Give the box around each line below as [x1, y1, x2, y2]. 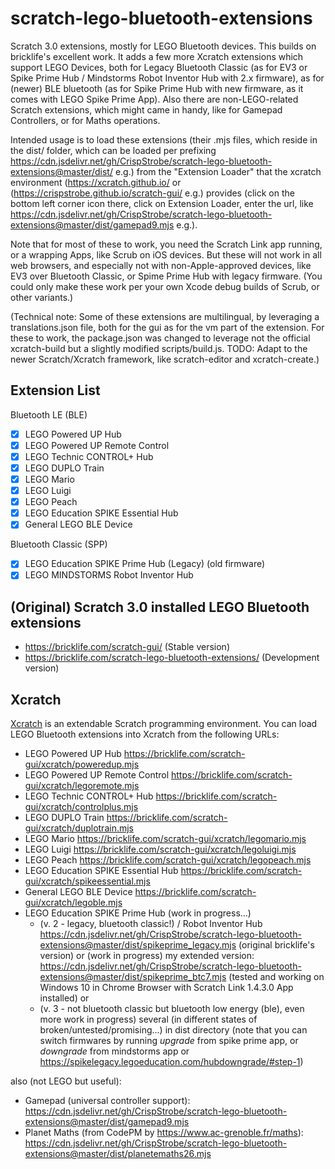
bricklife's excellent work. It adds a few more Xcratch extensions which [10, 50, 304, 62]
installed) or [39, 992, 90, 1004]
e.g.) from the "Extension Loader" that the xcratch [114, 165, 322, 177]
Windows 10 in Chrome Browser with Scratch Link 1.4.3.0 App [39, 982, 294, 994]
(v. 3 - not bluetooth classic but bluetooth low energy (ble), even [39, 1003, 305, 1015]
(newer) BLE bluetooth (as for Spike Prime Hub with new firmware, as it [10, 82, 304, 94]
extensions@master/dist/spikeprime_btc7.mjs [39, 971, 227, 983]
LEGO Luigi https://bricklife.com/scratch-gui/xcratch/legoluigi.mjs [24, 843, 297, 856]
